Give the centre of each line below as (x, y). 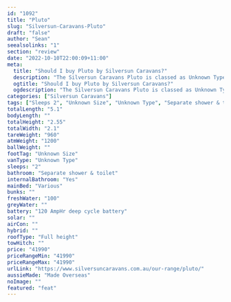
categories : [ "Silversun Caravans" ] (59, 97)
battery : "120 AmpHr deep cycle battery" (67, 211)
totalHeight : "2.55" (37, 122)
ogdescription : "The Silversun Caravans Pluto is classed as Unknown (115, 90)
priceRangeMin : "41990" (41, 256)
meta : (15, 65)
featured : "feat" (32, 288)
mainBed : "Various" (35, 186)
